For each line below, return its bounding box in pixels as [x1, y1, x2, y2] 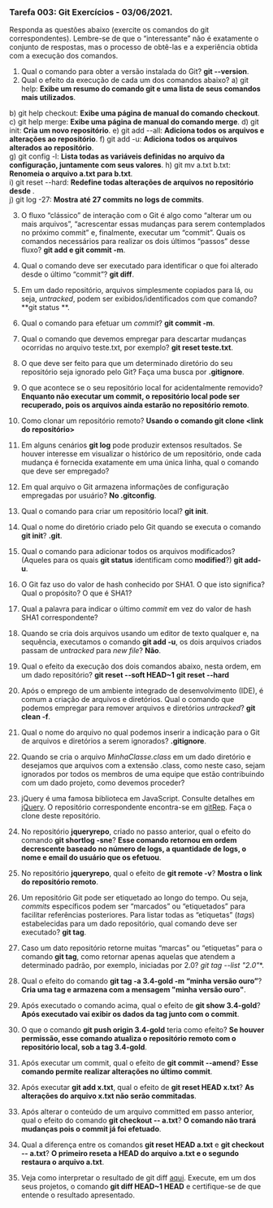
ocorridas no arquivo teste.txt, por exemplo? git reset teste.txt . [20, 342, 234, 352]
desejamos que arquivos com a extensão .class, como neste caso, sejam [20, 761, 266, 770]
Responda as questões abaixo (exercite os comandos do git [9, 25, 210, 35]
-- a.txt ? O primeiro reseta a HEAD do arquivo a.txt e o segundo [20, 1149, 239, 1158]
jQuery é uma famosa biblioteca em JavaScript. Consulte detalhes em [20, 794, 255, 804]
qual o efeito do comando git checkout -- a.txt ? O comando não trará [20, 1115, 257, 1125]
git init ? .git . [20, 531, 63, 541]
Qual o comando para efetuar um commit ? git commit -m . [20, 318, 215, 328]
